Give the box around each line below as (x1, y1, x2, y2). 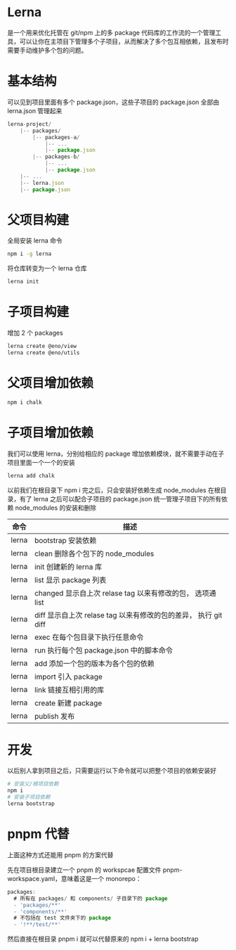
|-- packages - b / (32, 153, 80, 160)
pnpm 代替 (7, 826, 70, 842)
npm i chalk (7, 399, 42, 406)
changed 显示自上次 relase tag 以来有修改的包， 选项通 (34, 588, 216, 598)
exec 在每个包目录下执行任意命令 (34, 632, 144, 642)
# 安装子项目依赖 (7, 794, 51, 801)
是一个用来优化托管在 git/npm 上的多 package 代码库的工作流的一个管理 (7, 28, 216, 37)
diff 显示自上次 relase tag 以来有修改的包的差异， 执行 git (34, 610, 223, 620)
